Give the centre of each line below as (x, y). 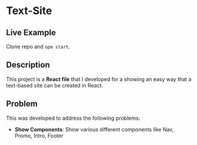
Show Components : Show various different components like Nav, (94, 129)
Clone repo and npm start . (38, 46)
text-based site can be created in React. (55, 85)
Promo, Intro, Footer (39, 136)
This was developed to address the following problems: (73, 118)
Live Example (31, 33)
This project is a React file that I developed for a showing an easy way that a (99, 79)
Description (28, 65)
